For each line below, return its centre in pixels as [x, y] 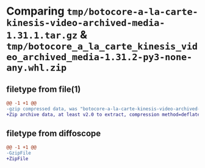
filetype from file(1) [44, 89]
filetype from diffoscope [54, 134]
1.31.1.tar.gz [42, 36]
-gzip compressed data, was [42, 109]
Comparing [35, 11]
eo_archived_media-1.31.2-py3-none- [99, 58]
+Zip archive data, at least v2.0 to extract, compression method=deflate [103, 114]
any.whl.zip [37, 68]
